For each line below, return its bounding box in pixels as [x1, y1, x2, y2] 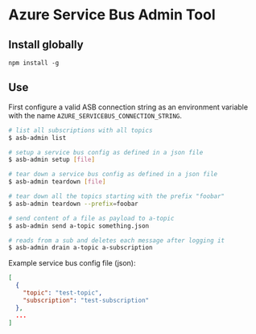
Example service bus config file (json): [8, 258, 136, 268]
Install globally [8, 38, 84, 52]
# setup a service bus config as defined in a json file [8, 148, 204, 156]
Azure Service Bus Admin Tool [8, 6, 216, 24]
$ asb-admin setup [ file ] [8, 155, 95, 164]
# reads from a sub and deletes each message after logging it [8, 236, 225, 245]
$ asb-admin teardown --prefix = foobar [8, 200, 138, 208]
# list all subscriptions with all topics [8, 126, 153, 134]
